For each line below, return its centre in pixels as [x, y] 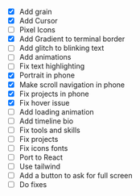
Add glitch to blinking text [62, 48]
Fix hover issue [44, 102]
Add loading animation [56, 111]
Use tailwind [40, 167]
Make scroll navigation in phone [72, 85]
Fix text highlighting [52, 66]
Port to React [41, 157]
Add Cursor [38, 21]
